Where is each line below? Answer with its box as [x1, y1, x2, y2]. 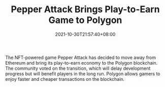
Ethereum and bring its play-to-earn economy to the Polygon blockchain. [5, 60, 158, 66]
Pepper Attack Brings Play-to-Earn [11, 4, 160, 15]
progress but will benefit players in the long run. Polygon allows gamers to [5, 70, 160, 77]
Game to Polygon [48, 14, 122, 26]
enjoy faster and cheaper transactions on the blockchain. [5, 76, 125, 82]
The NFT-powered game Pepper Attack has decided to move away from [5, 54, 156, 61]
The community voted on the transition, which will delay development [5, 65, 151, 71]
